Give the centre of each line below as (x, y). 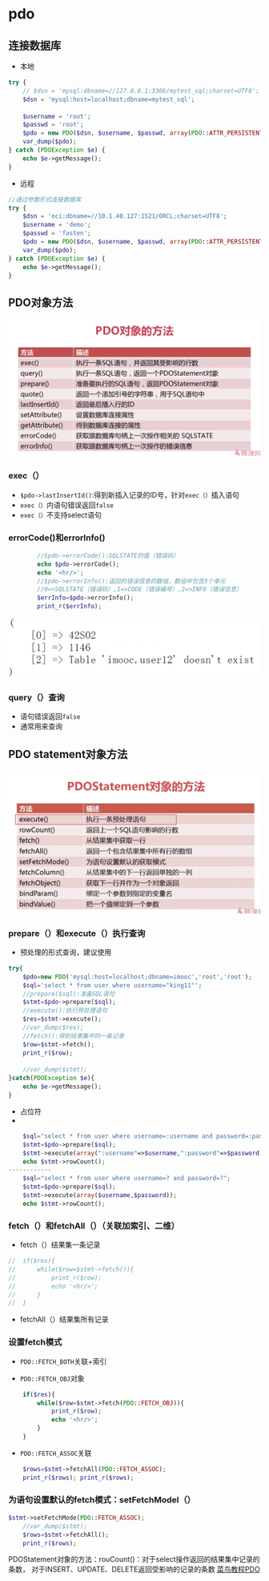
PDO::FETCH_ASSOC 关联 (56, 1453)
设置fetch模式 (35, 1342)
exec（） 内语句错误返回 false (67, 505)
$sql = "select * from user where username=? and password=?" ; (126, 1179)
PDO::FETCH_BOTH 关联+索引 (63, 1361)
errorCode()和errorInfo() (57, 538)
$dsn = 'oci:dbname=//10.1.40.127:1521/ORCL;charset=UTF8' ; (125, 216)
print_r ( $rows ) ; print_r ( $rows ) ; (78, 1478)
